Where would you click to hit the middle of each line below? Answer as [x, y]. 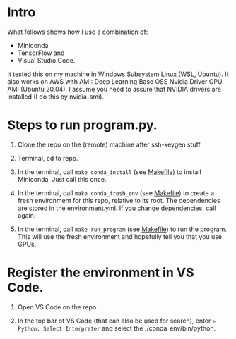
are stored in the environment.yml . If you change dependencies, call [117, 208]
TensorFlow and [41, 53]
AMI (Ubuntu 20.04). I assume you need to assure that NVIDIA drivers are [114, 89]
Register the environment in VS [101, 273]
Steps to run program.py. [82, 125]
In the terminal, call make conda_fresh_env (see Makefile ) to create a [116, 193]
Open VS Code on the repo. [58, 307]
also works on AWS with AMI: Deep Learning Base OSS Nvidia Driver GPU [115, 81]
